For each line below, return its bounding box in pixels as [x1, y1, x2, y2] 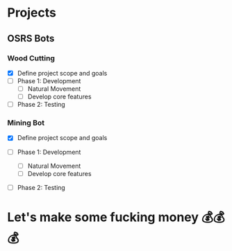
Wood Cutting [7, 53, 56, 63]
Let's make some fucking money [7, 209, 199, 225]
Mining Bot [7, 118, 45, 128]
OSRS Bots [7, 33, 55, 44]
